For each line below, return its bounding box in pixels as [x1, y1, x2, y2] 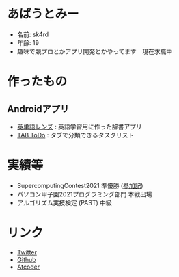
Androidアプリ [7, 103, 70, 115]
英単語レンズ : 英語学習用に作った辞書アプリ [16, 122, 142, 131]
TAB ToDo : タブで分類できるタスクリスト [16, 131, 135, 139]
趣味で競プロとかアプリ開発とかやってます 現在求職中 [16, 47, 173, 55]
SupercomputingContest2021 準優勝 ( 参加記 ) [16, 181, 143, 189]
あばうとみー [7, 6, 80, 22]
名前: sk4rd [16, 30, 49, 38]
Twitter [16, 248, 38, 256]
